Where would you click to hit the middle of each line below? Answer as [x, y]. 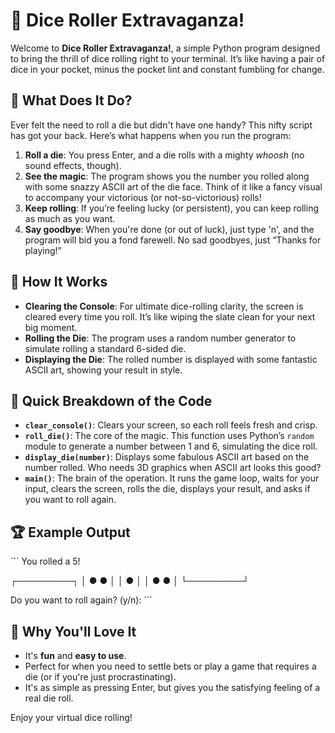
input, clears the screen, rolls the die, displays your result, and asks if [167, 489]
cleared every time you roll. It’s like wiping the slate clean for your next [170, 316]
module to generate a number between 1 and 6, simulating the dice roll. [171, 446]
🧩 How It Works [59, 282]
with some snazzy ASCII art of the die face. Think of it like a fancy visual [173, 186]
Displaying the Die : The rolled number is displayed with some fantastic [171, 359]
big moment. [51, 327]
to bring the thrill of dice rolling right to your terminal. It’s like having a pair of [168, 58]
